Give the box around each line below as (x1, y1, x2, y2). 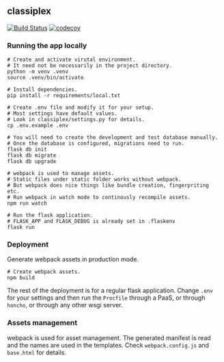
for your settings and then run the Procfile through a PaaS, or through (7, 294, 206, 302)
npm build (7, 274, 36, 281)
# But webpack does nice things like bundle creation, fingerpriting (7, 182, 210, 189)
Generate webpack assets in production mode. (7, 255, 139, 263)
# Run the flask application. (7, 212, 94, 219)
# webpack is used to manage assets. (7, 170, 115, 177)
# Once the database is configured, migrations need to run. (7, 140, 185, 147)
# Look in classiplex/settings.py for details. (7, 116, 145, 123)
